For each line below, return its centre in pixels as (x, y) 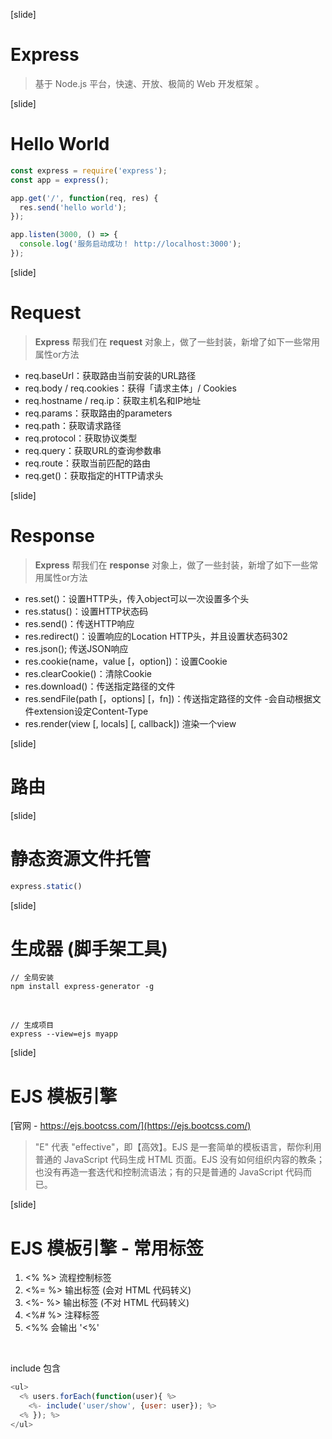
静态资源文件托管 (81, 858)
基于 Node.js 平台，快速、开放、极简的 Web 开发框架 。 (149, 83)
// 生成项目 (32, 1025)
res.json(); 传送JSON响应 (76, 648)
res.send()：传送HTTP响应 (79, 623)
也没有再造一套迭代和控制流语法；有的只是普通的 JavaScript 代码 (168, 1172)
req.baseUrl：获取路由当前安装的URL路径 (110, 375)
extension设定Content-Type (91, 711)
